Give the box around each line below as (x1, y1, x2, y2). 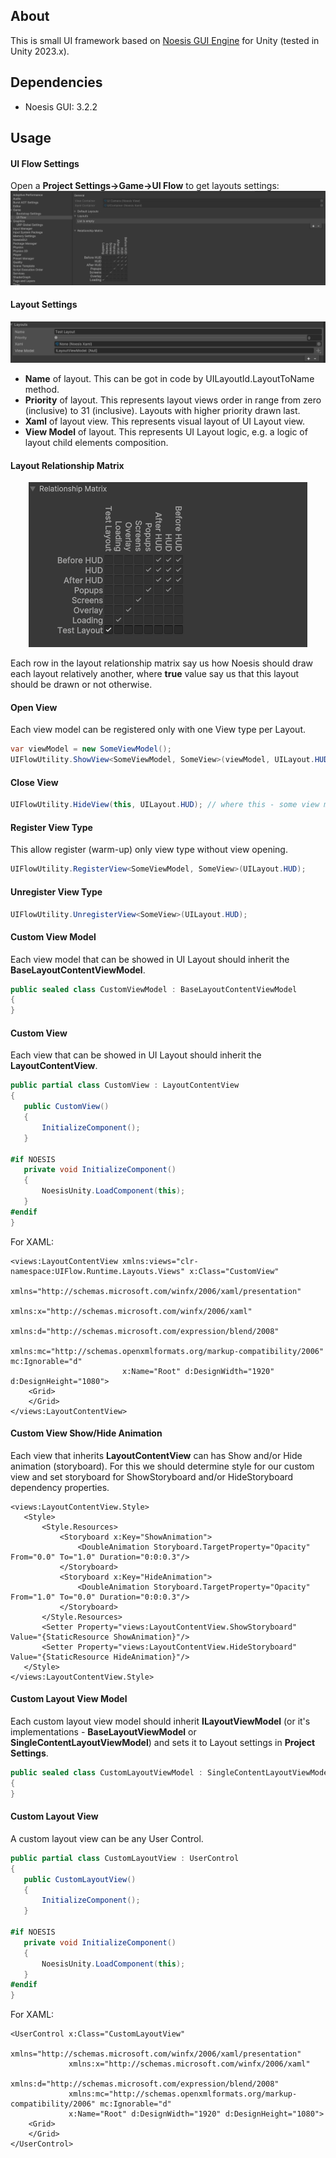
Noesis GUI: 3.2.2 (24, 100, 98, 113)
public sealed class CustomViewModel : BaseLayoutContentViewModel (10, 984, 298, 994)
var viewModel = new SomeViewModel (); (10, 744, 172, 754)
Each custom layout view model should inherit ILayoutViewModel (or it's (10, 1715, 311, 1728)
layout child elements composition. (24, 436, 169, 448)
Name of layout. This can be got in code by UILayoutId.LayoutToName (24, 372, 315, 384)
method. (24, 383, 60, 395)
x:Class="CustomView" (189, 1266, 280, 1276)
